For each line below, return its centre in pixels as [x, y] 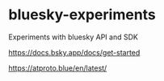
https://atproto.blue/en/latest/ [58, 68]
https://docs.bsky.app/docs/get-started [74, 52]
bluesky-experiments [82, 15]
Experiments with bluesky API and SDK [74, 37]
